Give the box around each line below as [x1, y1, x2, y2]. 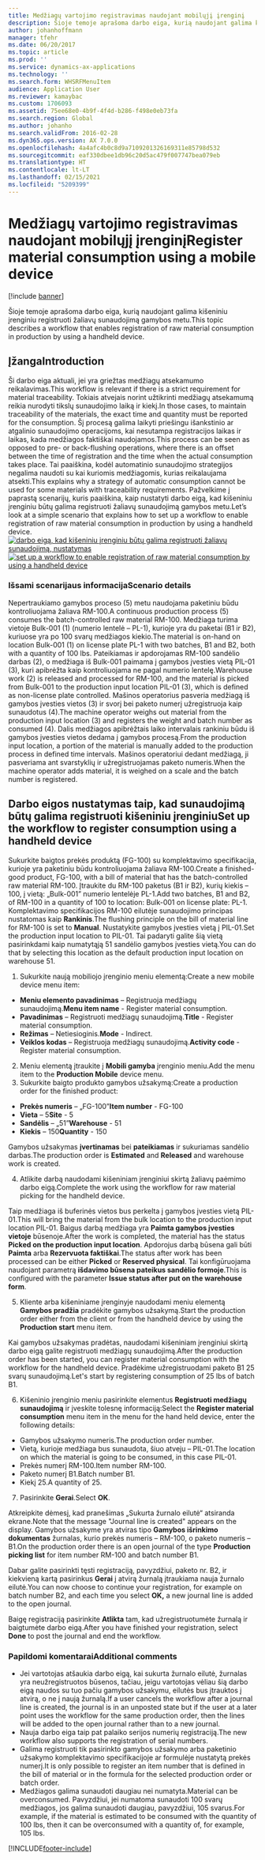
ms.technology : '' [8, 70, 69, 78]
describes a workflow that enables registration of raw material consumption [8, 323, 255, 333]
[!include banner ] [8, 291, 65, 300]
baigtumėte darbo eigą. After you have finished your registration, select [8, 1622, 238, 1632]
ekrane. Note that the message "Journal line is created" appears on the [8, 1516, 237, 1526]
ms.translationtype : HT [8, 159, 87, 167]
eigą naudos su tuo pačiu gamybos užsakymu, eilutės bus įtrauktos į [19, 1685, 242, 1695]
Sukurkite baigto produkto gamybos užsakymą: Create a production [19, 1077, 238, 1087]
